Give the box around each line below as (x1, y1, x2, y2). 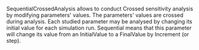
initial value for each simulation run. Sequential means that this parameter (6, 24, 192, 31)
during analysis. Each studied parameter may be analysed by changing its (6, 18, 193, 25)
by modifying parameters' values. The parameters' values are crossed (6, 11, 184, 19)
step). (6, 37, 21, 44)
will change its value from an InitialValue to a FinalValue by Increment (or (6, 31, 189, 38)
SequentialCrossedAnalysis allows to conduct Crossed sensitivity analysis (6, 5, 193, 12)
